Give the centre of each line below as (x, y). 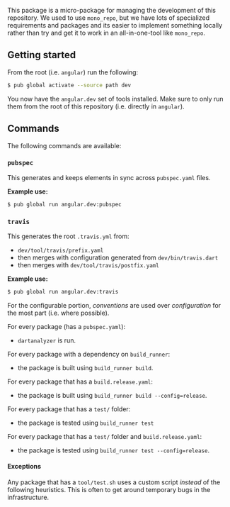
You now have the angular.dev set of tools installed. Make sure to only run (116, 99)
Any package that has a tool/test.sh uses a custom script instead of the (114, 482)
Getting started (42, 55)
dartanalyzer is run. (47, 340)
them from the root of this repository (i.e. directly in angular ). (96, 106)
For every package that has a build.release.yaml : (80, 381)
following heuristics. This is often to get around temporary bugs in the (109, 490)
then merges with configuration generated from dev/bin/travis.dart (118, 257)
